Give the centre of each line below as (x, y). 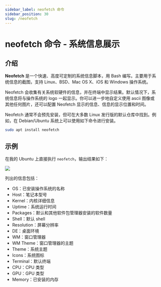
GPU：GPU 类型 (28, 273)
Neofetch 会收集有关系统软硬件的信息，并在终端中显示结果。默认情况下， (78, 92)
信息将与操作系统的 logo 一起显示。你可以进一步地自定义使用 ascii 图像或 (82, 98)
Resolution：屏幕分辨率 (35, 225)
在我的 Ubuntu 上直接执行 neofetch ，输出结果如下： (57, 159)
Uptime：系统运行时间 (34, 207)
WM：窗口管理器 (29, 237)
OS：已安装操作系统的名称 (38, 189)
